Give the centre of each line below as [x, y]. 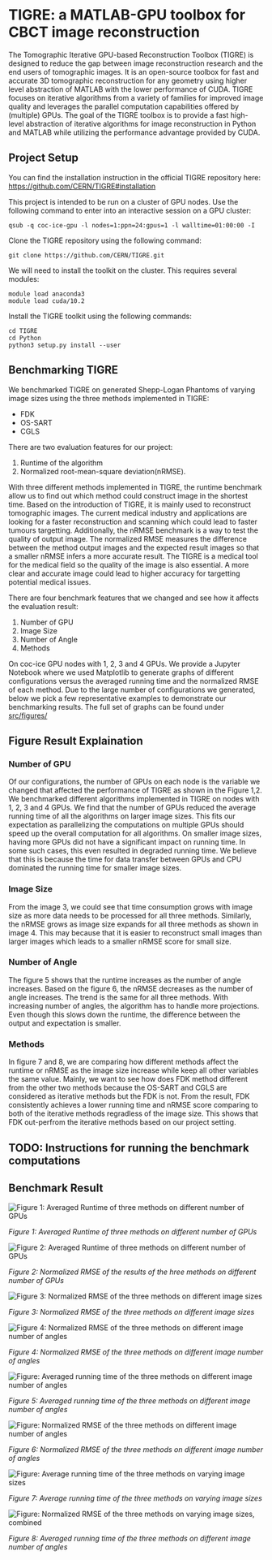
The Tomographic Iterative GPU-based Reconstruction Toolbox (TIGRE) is [131, 54]
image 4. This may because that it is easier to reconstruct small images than [135, 932]
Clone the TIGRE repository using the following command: [105, 240]
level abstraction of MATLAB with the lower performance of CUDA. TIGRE [131, 89]
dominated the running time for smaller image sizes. [95, 868]
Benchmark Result [56, 1188]
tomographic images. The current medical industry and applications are [128, 512]
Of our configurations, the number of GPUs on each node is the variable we [134, 782]
